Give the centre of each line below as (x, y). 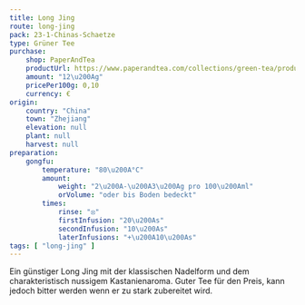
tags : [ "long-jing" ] (52, 246)
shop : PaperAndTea (60, 60)
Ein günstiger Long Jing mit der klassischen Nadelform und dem (129, 271)
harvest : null (52, 144)
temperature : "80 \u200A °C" (93, 170)
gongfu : (40, 161)
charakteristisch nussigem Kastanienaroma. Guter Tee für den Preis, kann (147, 281)
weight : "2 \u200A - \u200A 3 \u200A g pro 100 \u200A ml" (156, 187)
